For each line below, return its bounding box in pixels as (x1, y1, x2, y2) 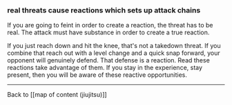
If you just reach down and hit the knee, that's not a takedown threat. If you (7, 42, 221, 50)
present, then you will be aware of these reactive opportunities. (7, 71, 188, 79)
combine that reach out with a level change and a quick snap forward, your (7, 49, 221, 57)
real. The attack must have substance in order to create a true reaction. (7, 28, 210, 36)
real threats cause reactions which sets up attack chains (7, 5, 201, 15)
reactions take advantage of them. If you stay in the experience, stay (7, 64, 202, 72)
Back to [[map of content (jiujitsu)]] (7, 91, 107, 99)
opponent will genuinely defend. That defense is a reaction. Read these (7, 56, 211, 65)
